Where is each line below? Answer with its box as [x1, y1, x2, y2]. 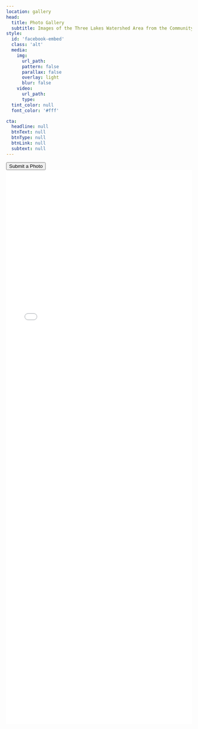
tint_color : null [11, 102, 54, 108]
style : [6, 31, 22, 37]
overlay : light [21, 74, 60, 80]
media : [11, 47, 28, 53]
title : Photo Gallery [11, 19, 65, 25]
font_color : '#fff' [11, 108, 60, 113]
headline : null [11, 123, 49, 130]
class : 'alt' [11, 42, 44, 48]
